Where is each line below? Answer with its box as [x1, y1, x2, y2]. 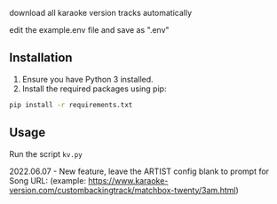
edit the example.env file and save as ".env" [9, 25, 170, 35]
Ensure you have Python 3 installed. [21, 74, 154, 84]
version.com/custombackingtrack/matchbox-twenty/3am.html [9, 184, 236, 195]
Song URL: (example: [9, 175, 87, 185]
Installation [9, 51, 73, 66]
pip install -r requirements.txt [9, 100, 133, 109]
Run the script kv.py [9, 148, 83, 159]
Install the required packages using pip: [21, 83, 167, 94]
